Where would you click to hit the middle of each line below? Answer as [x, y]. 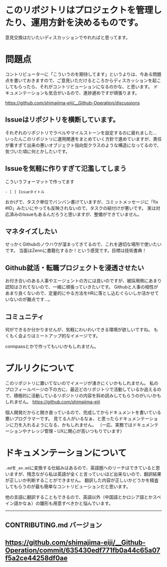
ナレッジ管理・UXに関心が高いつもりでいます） [76, 431]
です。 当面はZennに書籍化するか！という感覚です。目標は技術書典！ [76, 251]
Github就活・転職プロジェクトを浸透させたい [75, 268]
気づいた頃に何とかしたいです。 [38, 151]
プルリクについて [40, 368]
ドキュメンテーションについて [66, 453]
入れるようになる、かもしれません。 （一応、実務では [77, 425]
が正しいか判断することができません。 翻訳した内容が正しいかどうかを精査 [82, 480]
